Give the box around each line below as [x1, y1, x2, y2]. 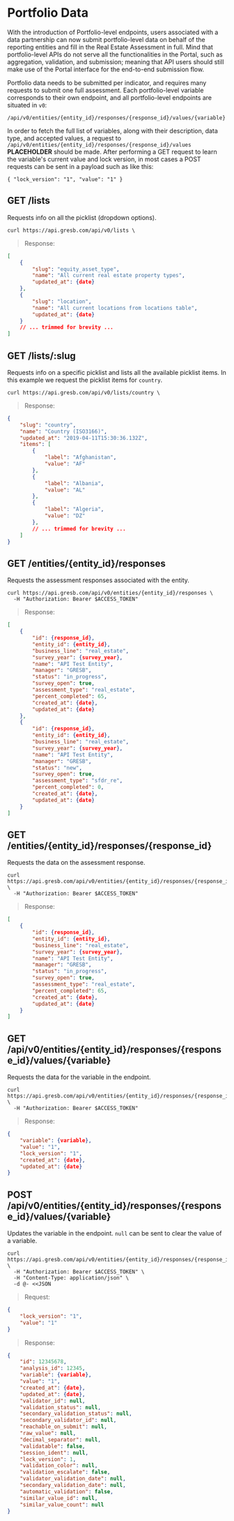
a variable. [7, 1237, 38, 1245]
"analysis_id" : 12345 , [19, 1365, 86, 1372]
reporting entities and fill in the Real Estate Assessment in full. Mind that [7, 43, 214, 51]
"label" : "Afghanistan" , [44, 454, 117, 461]
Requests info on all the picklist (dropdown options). [7, 213, 157, 221]
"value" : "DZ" [44, 512, 86, 519]
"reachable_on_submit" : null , [19, 1423, 108, 1430]
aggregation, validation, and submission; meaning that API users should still [7, 57, 224, 66]
